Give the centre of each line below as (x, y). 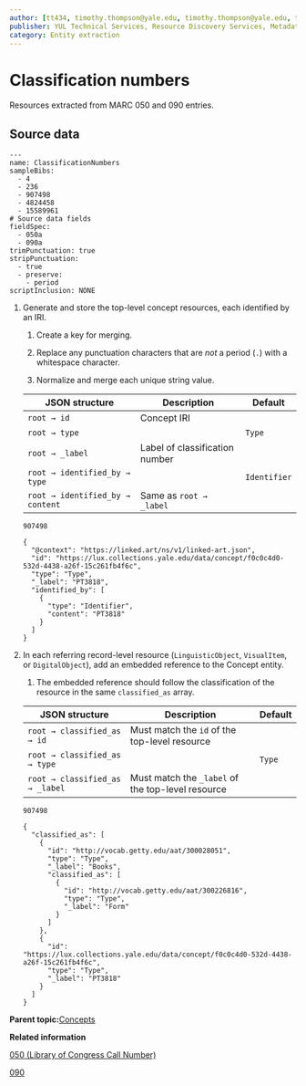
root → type (53, 433)
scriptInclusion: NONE (52, 291)
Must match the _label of (185, 778)
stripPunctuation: (44, 259)
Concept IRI (165, 418)
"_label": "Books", (84, 867)
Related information (48, 1038)
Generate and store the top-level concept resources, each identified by (156, 308)
